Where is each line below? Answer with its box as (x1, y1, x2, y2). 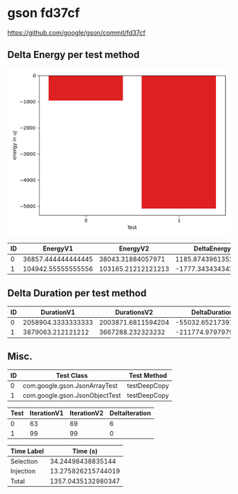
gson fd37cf (7, 5, 80, 21)
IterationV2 (69, 409, 104, 418)
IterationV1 (29, 409, 64, 418)
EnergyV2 (119, 244, 150, 253)
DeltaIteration (109, 409, 151, 418)
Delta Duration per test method (7, 287, 147, 299)
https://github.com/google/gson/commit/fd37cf (7, 28, 146, 37)
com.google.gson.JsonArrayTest (23, 381, 118, 390)
